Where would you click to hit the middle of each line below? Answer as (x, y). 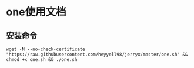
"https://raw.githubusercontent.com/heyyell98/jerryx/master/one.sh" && (97, 55)
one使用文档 (36, 12)
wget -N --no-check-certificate (46, 49)
